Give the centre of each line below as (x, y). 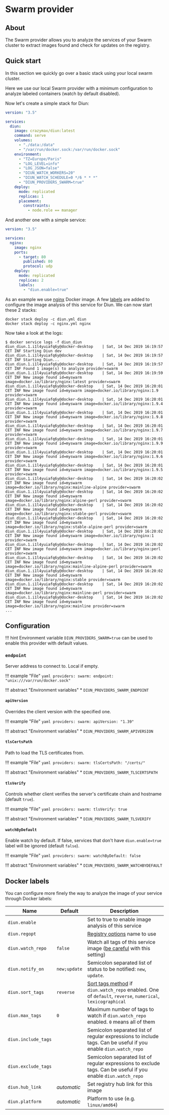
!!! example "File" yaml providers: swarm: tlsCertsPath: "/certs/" (75, 763)
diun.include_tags (30, 1040)
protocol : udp (38, 266)
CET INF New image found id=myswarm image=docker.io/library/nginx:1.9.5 (84, 470)
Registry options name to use (122, 934)
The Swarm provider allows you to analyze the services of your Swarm (78, 40)
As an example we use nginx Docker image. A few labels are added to (77, 299)
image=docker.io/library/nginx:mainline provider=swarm (65, 606)
